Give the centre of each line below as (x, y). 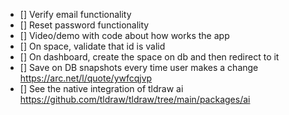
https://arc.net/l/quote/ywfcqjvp (86, 78)
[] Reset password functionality (84, 25)
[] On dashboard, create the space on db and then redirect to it (149, 57)
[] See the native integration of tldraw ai (101, 88)
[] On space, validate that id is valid (92, 46)
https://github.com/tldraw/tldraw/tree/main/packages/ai (135, 99)
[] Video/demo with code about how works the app (124, 35)
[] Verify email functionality (75, 14)
